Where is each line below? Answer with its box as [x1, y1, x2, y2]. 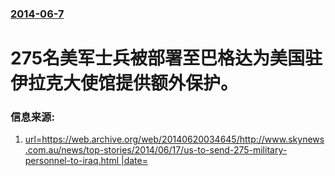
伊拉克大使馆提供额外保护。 [10, 72, 239, 95]
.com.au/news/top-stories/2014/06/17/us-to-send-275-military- [24, 144, 288, 156]
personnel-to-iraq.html [24, 155, 120, 167]
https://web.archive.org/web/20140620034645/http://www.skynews [41, 133, 325, 146]
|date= [120, 155, 148, 167]
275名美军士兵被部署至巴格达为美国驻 [10, 47, 323, 70]
